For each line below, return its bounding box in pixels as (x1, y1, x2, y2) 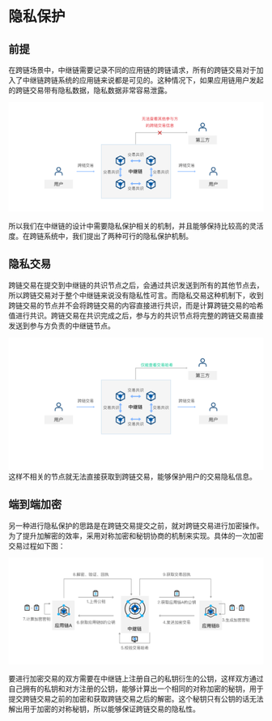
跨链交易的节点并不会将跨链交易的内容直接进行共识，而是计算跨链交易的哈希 (8, 301, 264, 310)
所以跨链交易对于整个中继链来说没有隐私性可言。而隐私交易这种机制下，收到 (8, 290, 264, 300)
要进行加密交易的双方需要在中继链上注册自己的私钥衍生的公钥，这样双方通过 (8, 673, 264, 683)
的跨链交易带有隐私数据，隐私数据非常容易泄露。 (8, 86, 172, 95)
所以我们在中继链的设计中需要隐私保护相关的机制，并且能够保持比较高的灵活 (8, 221, 264, 231)
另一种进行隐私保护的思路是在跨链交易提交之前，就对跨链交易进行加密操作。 (8, 520, 264, 531)
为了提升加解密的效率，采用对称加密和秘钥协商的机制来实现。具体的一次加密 (8, 531, 264, 540)
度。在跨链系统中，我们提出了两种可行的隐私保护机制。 (8, 232, 193, 241)
